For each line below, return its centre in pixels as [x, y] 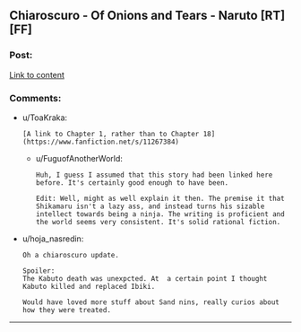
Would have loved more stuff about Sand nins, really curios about [150, 302]
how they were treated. [67, 310]
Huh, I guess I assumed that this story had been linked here [154, 175]
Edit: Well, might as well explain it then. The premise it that [160, 198]
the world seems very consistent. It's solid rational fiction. [158, 222]
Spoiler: [39, 271]
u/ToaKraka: [45, 118]
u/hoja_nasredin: [53, 239]
